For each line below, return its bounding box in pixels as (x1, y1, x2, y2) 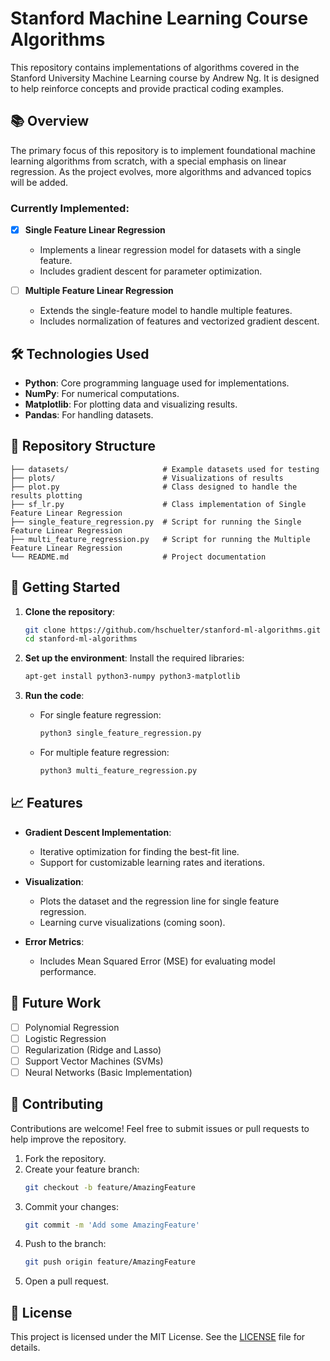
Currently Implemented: (10, 201, 130, 215)
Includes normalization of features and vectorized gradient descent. (39, 315, 320, 327)
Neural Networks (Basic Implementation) (24, 1066, 193, 1078)
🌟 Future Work (10, 995, 102, 1012)
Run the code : (24, 690, 85, 702)
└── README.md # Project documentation (10, 552, 267, 562)
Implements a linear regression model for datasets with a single (39, 244, 302, 256)
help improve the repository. (10, 1133, 127, 1145)
